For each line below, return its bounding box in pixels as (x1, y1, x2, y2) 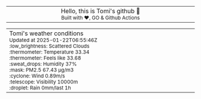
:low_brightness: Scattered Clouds (9, 43, 90, 49)
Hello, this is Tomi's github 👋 (60, 7, 141, 15)
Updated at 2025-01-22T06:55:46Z (9, 37, 98, 44)
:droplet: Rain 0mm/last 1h (9, 85, 71, 91)
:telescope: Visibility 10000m (9, 79, 78, 85)
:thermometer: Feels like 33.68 (9, 55, 81, 61)
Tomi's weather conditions (9, 29, 84, 38)
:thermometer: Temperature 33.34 (9, 49, 90, 55)
